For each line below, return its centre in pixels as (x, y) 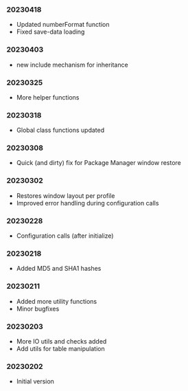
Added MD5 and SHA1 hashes (59, 269)
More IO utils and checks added (61, 341)
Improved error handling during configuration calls (87, 203)
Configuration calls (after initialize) (65, 236)
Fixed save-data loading (50, 32)
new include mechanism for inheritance (72, 65)
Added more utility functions (57, 301)
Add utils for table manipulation (60, 348)
